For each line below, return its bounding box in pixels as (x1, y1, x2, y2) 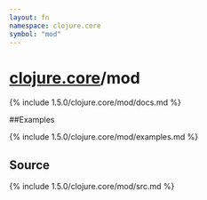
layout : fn (9, 12, 50, 22)
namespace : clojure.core (9, 21, 101, 30)
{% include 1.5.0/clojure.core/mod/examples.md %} (9, 132, 198, 142)
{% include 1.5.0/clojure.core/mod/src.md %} (9, 181, 175, 192)
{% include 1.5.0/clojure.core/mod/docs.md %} (9, 97, 182, 108)
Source (9, 157, 51, 172)
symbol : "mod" (9, 29, 62, 38)
